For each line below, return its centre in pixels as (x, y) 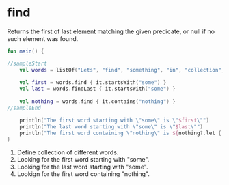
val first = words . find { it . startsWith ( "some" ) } (93, 83)
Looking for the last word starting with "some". (82, 167)
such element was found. (43, 38)
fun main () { (26, 51)
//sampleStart (27, 63)
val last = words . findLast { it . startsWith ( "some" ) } (97, 89)
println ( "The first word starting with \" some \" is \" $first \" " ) (114, 120)
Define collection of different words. (68, 152)
